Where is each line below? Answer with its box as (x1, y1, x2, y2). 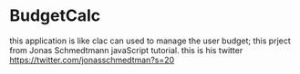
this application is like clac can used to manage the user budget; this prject (9, 35, 292, 46)
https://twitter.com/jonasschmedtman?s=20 (9, 54, 175, 65)
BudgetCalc (9, 5, 101, 26)
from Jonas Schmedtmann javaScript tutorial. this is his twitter (9, 44, 243, 55)
